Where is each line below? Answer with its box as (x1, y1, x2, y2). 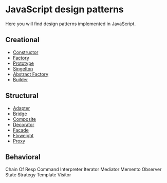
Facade (12, 127, 29, 133)
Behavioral (5, 153, 41, 161)
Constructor (12, 49, 39, 55)
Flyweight (12, 132, 34, 138)
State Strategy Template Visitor (5, 172, 71, 178)
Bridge (12, 111, 27, 117)
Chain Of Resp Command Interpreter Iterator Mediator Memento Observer (5, 166, 162, 173)
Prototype (12, 60, 34, 66)
